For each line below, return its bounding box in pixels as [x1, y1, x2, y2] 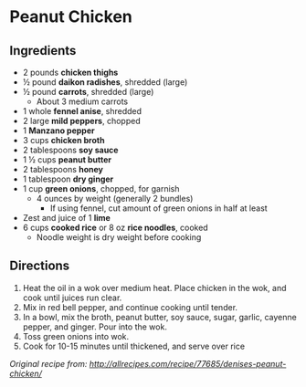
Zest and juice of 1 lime [22, 213, 111, 223]
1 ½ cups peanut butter [22, 154, 112, 165]
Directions [9, 258, 70, 274]
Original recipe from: [9, 358, 88, 369]
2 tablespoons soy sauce [22, 144, 119, 155]
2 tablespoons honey [22, 164, 103, 174]
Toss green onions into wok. [22, 330, 130, 341]
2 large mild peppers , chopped [22, 116, 141, 126]
